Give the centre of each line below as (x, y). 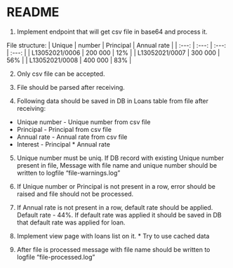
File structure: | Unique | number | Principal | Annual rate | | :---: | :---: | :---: (116, 45)
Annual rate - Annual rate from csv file (72, 137)
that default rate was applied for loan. (71, 222)
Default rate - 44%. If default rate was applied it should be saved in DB (119, 215)
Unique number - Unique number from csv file (84, 122)
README (33, 12)
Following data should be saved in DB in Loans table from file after (112, 101)
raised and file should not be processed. (75, 194)
